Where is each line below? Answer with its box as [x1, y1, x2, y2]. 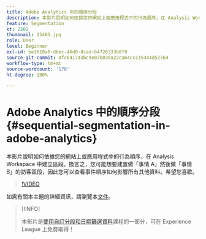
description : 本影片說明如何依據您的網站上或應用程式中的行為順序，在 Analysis [6, 15, 190, 21]
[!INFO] [21, 205, 40, 213]
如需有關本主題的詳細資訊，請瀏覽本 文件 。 [6, 193, 114, 200]
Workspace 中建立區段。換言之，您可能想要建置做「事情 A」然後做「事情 [6, 161, 193, 168]
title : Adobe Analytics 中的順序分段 [6, 9, 97, 15]
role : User [6, 37, 34, 44]
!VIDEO [21, 180, 40, 188]
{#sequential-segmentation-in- [6, 119, 170, 132]
